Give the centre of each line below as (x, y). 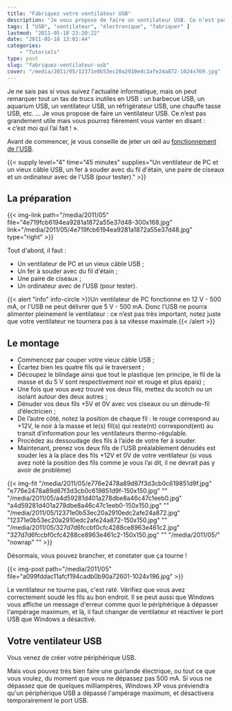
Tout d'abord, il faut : (37, 250)
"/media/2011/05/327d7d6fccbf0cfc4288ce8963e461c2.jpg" (94, 528)
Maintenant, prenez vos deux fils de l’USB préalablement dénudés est (116, 448)
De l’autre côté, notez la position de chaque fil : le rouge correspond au (118, 418)
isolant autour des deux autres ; (62, 397)
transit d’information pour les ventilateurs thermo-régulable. (102, 434)
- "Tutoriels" (40, 53)
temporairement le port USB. (48, 700)
